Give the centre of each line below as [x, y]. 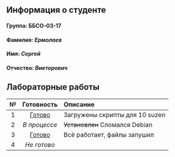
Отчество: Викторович [37, 67]
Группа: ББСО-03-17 [34, 25]
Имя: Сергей [24, 54]
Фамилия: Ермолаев [34, 40]
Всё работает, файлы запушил [109, 134]
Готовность [40, 104]
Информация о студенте [56, 10]
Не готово [40, 145]
